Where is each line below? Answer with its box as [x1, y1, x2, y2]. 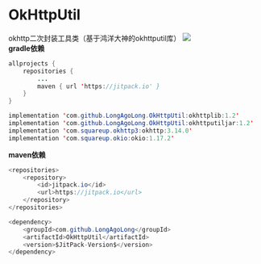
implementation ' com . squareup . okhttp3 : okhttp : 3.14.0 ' [8, 127, 193, 135]
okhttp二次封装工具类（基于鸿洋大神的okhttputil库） [8, 33, 181, 43]
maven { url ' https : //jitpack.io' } [37, 82, 160, 90]
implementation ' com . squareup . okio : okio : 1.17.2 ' [8, 134, 175, 142]
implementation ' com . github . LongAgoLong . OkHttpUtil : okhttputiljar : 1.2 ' [8, 119, 254, 128]
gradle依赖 [8, 43, 45, 53]
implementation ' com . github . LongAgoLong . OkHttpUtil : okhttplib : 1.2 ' [8, 111, 240, 120]
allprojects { [8, 59, 56, 68]
